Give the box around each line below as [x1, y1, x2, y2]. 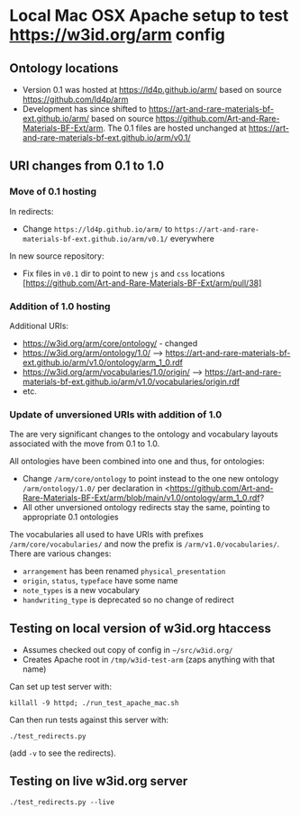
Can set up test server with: [9, 682, 113, 692]
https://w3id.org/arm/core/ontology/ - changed [22, 337, 198, 348]
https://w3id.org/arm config [9, 24, 225, 45]
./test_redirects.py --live [9, 797, 115, 807]
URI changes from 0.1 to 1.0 [9, 159, 165, 174]
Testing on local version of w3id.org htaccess [9, 620, 272, 636]
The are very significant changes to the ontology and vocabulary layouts [9, 429, 278, 440]
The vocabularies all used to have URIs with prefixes [9, 529, 205, 540]
